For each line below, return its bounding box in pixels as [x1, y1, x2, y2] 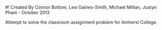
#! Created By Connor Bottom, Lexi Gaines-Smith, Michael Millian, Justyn [5, 4, 157, 10]
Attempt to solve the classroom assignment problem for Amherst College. [5, 19, 157, 25]
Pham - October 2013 [5, 9, 50, 15]
